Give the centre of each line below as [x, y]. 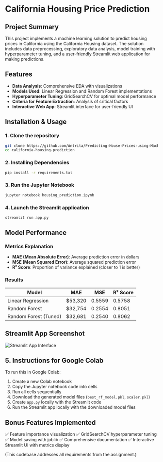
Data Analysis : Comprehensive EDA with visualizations [67, 86]
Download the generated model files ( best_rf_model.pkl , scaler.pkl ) [81, 397]
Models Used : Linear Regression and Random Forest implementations [82, 91]
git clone [15, 146]
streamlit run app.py [27, 217]
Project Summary [32, 27]
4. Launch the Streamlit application [47, 207]
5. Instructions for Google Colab [54, 360]
